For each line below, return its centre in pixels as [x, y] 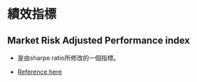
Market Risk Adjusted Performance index [99, 40]
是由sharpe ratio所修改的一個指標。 [68, 58]
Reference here [39, 72]
